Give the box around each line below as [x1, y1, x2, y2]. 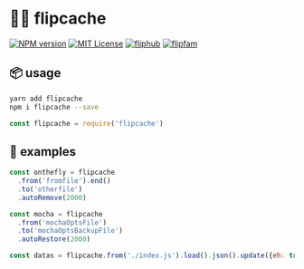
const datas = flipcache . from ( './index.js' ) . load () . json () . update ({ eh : [9, 251, 285, 261]
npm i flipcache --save [9, 102, 100, 111]
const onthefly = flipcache [9, 168, 116, 178]
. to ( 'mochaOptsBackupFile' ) [17, 226, 124, 235]
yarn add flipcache [9, 94, 83, 103]
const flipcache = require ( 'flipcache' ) [9, 119, 165, 128]
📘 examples [9, 144, 77, 159]
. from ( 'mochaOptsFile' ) [17, 217, 107, 227]
